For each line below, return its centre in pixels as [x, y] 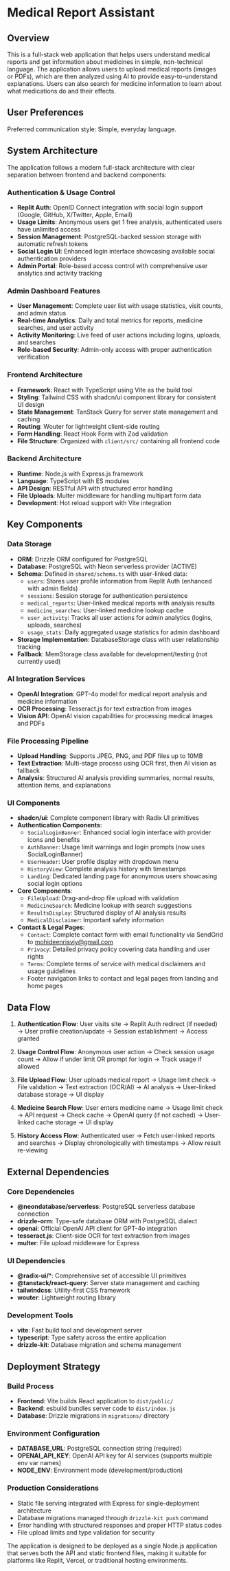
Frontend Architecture [45, 375]
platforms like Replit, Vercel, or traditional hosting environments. [97, 1560]
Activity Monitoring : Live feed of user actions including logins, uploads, [119, 335]
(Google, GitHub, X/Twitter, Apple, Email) [74, 214]
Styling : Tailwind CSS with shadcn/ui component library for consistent [116, 397]
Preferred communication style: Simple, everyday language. [92, 129]
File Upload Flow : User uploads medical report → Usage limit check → [117, 1080]
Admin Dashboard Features [54, 291]
